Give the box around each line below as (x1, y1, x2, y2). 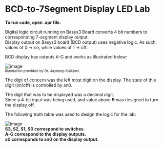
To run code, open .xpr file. (5, 19, 61, 25)
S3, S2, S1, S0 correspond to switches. (5, 126, 85, 132)
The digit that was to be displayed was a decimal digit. (5, 92, 115, 97)
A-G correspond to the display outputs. (5, 131, 86, 137)
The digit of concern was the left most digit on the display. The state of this (5, 77, 156, 83)
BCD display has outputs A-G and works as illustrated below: (5, 54, 127, 59)
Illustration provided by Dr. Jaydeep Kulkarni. (5, 68, 81, 73)
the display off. (5, 102, 35, 108)
